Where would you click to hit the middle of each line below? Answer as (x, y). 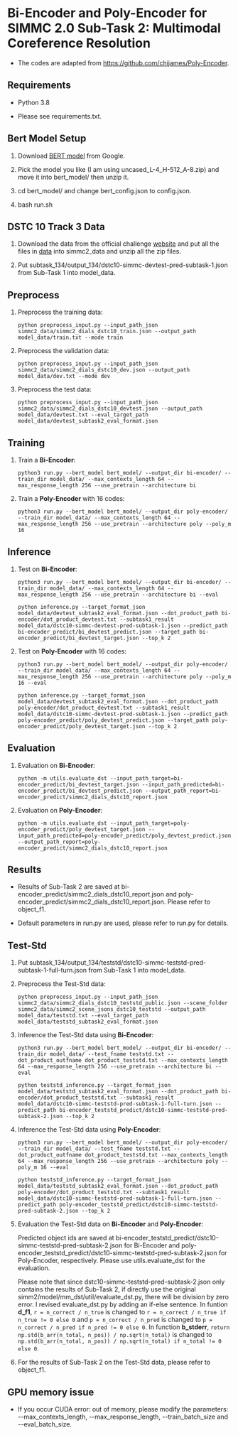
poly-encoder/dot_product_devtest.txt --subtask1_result (104, 708)
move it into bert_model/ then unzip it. (73, 177)
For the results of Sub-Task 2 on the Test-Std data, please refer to (114, 1363)
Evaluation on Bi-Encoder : (56, 765)
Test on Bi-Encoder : (47, 569)
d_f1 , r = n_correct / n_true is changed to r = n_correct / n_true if (122, 1312)
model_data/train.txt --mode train (70, 338)
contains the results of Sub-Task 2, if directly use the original (107, 1289)
